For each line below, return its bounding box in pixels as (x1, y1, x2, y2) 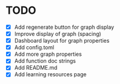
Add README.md (14, 64, 58, 71)
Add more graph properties (14, 50, 82, 58)
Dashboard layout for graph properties (14, 37, 110, 44)
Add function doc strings (14, 58, 76, 65)
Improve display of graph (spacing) (14, 31, 101, 37)
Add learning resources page (14, 71, 87, 78)
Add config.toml (14, 44, 55, 51)
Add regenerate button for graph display (14, 23, 115, 31)
